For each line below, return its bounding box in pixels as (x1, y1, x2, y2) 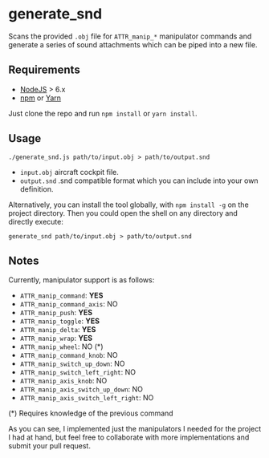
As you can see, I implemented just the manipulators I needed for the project (8, 424, 262, 434)
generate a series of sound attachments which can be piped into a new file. (8, 39, 258, 49)
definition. (19, 184, 54, 193)
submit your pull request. (8, 441, 91, 451)
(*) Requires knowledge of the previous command (8, 408, 174, 418)
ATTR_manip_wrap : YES (19, 334, 93, 343)
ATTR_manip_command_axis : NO (19, 299, 118, 309)
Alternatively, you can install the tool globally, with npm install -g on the (8, 200, 249, 209)
